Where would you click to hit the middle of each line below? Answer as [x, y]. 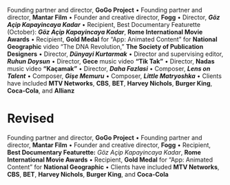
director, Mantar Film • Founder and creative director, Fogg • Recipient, [109, 145]
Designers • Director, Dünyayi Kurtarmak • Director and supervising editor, [115, 54]
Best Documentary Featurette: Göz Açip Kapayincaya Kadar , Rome [104, 152]
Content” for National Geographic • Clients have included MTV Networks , [113, 167]
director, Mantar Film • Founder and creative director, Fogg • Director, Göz [114, 17]
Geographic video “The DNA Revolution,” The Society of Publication [105, 47]
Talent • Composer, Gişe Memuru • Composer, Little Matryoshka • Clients [115, 76]
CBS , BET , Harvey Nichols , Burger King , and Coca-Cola [88, 174]
